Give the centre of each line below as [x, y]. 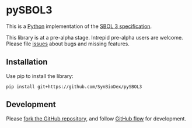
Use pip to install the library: [40, 76]
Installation [27, 62]
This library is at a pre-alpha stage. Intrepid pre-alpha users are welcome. [95, 37]
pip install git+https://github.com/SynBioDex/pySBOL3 [74, 87]
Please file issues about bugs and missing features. [68, 44]
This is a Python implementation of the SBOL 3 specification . [79, 26]
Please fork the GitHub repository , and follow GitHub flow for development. [96, 118]
